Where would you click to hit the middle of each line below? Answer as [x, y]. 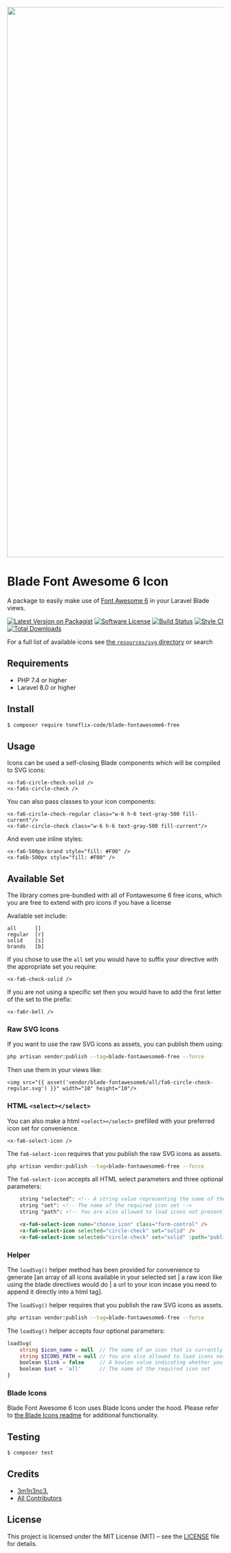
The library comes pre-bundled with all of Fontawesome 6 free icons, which [114, 895]
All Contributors [39, 1498]
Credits [23, 1474]
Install [21, 709]
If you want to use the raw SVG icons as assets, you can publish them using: [115, 1044]
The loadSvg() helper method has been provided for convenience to [104, 1270]
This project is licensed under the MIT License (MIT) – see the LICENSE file [113, 1536]
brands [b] [26, 947]
